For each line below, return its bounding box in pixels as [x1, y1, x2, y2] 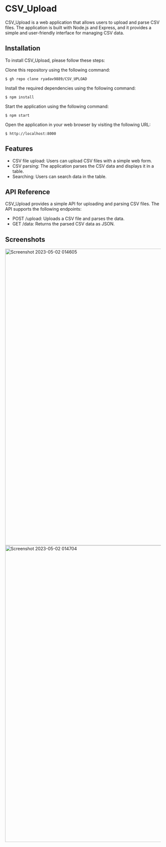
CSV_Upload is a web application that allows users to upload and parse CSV [5, 19, 160, 25]
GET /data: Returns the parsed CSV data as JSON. [12, 221, 115, 227]
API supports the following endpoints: [5, 206, 82, 212]
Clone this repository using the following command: [5, 67, 110, 73]
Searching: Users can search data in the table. [12, 174, 107, 179]
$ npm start [5, 113, 30, 118]
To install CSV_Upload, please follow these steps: [5, 57, 105, 63]
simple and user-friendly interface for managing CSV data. [5, 30, 124, 36]
